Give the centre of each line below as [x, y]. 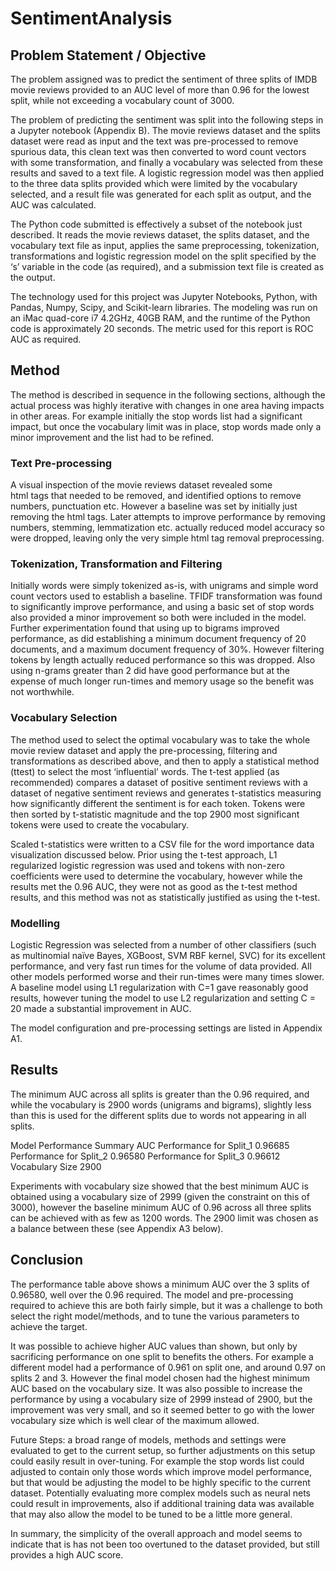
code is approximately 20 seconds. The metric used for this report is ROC [162, 328]
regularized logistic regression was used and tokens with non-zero [147, 865]
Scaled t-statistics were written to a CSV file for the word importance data [162, 844]
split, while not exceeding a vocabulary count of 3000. [122, 100]
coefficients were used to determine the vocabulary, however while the [156, 876]
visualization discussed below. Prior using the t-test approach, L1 [144, 854]
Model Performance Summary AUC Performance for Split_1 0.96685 [150, 1145]
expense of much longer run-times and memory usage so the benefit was [162, 681]
